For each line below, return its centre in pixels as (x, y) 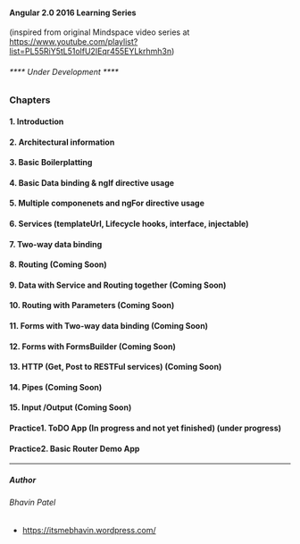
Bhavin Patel (33, 502)
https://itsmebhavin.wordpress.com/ (89, 530)
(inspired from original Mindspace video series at (100, 32)
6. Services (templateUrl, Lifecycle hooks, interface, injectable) (129, 223)
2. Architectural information (62, 142)
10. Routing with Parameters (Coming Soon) (92, 305)
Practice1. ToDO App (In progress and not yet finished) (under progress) (145, 428)
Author (23, 480)
